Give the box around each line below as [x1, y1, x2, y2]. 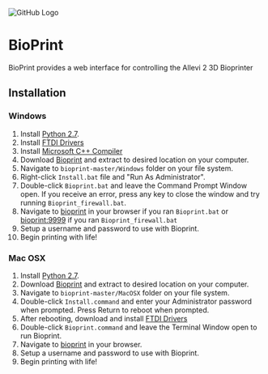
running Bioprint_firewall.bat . [19, 198, 127, 207]
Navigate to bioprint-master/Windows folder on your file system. [19, 163, 233, 173]
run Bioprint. [19, 330, 62, 340]
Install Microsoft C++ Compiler [19, 146, 123, 155]
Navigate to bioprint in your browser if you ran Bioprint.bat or [19, 206, 229, 216]
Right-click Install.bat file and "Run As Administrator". [19, 172, 206, 181]
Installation [8, 86, 66, 100]
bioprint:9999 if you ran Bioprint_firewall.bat [19, 215, 178, 224]
